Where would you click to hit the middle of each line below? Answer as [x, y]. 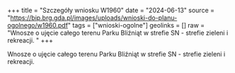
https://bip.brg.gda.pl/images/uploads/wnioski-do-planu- [94, 18]
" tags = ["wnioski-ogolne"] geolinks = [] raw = [136, 25]
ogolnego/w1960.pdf [38, 25]
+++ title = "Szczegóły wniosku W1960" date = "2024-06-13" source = [111, 10]
